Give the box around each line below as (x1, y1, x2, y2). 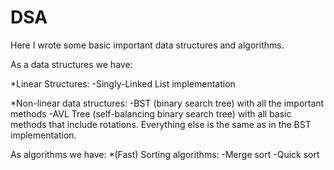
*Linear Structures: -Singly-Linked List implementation (10, 77, 236, 90)
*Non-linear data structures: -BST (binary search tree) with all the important (10, 97, 325, 109)
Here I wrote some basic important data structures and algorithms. (10, 39, 285, 51)
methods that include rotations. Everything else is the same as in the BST (10, 118, 312, 130)
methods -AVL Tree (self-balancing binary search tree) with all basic (10, 107, 292, 120)
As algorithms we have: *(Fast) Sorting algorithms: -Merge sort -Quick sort (10, 148, 320, 160)
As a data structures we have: (10, 58, 133, 70)
